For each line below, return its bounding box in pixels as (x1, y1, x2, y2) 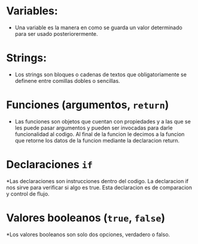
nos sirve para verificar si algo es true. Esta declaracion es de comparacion (6, 184, 193, 191)
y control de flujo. (6, 190, 50, 197)
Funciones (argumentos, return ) (6, 98, 169, 112)
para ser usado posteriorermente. (14, 30, 98, 37)
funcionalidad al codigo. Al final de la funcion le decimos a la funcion (14, 130, 185, 138)
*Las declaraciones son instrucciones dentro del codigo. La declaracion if (6, 177, 189, 184)
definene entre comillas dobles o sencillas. (14, 77, 121, 84)
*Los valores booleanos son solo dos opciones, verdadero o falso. (6, 231, 170, 238)
